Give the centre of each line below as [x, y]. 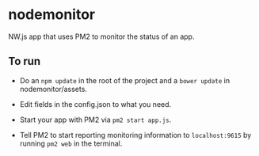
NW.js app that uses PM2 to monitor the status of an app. [101, 36]
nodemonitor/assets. [53, 89]
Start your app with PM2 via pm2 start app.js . [95, 120]
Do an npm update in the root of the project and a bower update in [125, 80]
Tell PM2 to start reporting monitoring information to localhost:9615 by [135, 135]
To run [25, 61]
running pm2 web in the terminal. [71, 143]
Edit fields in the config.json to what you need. [95, 104]
